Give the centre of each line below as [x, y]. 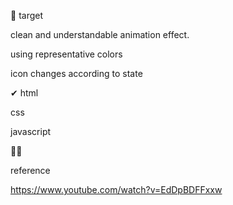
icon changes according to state [76, 73]
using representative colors [66, 54]
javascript [31, 131]
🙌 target [27, 15]
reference [30, 170]
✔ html [24, 93]
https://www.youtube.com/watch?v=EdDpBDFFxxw [116, 189]
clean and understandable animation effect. [100, 34]
